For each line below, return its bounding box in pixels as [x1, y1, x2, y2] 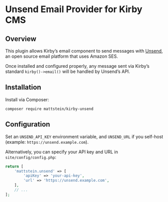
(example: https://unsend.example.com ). [5, 139, 89, 145]
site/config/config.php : [5, 154, 57, 160]
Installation [5, 83, 41, 92]
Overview [5, 34, 37, 43]
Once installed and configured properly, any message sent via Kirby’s [5, 63, 150, 69]
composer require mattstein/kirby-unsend [5, 106, 94, 111]
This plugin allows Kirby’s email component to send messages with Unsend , [5, 48, 163, 54]
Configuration [5, 120, 50, 129]
